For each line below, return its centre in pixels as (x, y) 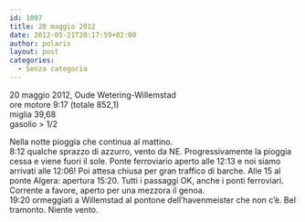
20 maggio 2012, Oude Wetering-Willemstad (93, 95)
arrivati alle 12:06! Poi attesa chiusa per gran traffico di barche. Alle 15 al (145, 171)
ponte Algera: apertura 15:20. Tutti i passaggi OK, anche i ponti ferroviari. (147, 180)
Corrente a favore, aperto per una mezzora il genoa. (107, 190)
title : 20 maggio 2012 (53, 26)
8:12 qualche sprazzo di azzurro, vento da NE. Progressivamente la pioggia (151, 151)
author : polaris (40, 43)
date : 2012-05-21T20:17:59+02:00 (73, 35)
